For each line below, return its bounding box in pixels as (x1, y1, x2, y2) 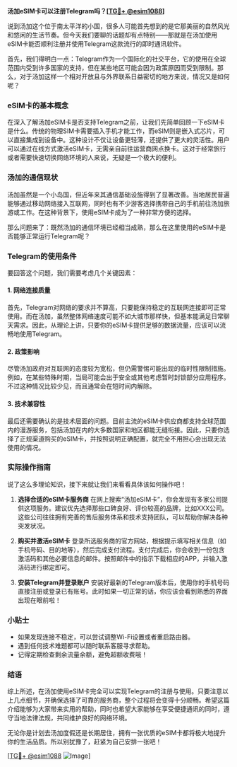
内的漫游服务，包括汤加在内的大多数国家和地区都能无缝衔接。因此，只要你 (7, 425, 224, 434)
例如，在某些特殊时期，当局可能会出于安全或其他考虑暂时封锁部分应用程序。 (7, 373, 230, 381)
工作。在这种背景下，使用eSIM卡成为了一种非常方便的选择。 (19, 208, 195, 217)
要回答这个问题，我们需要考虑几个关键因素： (7, 268, 138, 277)
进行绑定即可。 (30, 563, 74, 572)
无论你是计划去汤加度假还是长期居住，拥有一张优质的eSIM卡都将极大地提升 (7, 729, 226, 737)
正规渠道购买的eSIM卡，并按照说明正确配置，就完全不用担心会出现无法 (19, 434, 226, 443)
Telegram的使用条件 (7, 251, 77, 261)
